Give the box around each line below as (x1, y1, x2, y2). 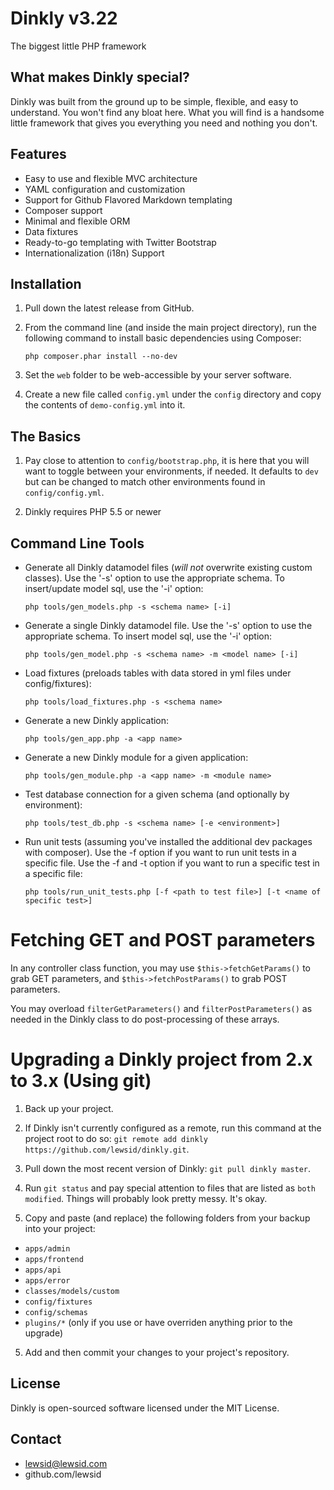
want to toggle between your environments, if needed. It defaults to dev (24, 465, 319, 477)
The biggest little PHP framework (10, 40, 147, 52)
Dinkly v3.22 (10, 7, 118, 30)
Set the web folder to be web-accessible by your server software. (24, 369, 292, 381)
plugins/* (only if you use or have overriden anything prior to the (24, 1316, 293, 1328)
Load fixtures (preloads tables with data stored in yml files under (24, 667, 292, 679)
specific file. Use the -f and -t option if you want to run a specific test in (24, 857, 320, 869)
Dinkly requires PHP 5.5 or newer (24, 506, 162, 518)
